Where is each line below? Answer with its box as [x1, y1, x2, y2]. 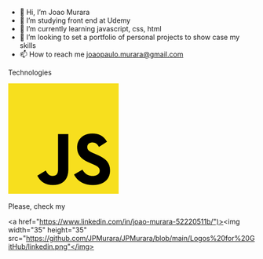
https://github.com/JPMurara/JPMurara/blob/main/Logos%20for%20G [26, 234, 255, 243]
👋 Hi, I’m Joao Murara [19, 8, 90, 16]
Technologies [8, 67, 53, 77]
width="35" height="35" [8, 225, 88, 235]
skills [19, 41, 37, 50]
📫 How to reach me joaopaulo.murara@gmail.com [19, 49, 184, 59]
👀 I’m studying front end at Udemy [19, 16, 131, 25]
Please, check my [8, 202, 65, 211]
